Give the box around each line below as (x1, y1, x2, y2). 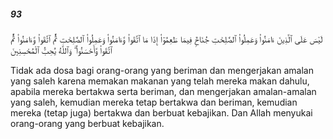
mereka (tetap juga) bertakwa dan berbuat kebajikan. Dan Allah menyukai (10, 106, 313, 119)
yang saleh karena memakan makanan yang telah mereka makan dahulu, (10, 75, 310, 87)
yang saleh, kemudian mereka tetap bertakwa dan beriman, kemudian (10, 96, 298, 108)
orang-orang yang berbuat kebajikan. (10, 117, 165, 129)
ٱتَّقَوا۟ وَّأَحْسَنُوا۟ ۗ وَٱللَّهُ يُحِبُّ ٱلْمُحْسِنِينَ (10, 44, 113, 56)
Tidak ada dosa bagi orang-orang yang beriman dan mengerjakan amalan (10, 64, 314, 76)
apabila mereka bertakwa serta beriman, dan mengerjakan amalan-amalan (10, 85, 317, 97)
